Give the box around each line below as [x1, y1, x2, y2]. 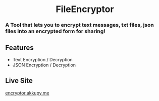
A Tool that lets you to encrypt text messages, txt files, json [5, 22, 154, 29]
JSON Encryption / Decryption [12, 62, 76, 68]
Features [5, 43, 34, 52]
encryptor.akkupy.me [5, 89, 49, 96]
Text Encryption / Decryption [12, 56, 73, 62]
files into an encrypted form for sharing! [5, 28, 106, 35]
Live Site [5, 76, 33, 85]
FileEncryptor [55, 4, 115, 15]
